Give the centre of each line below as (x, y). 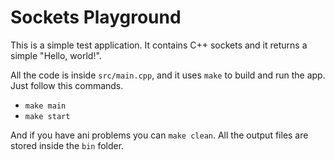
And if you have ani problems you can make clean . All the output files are (159, 135)
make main (45, 106)
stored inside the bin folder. (67, 145)
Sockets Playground (96, 17)
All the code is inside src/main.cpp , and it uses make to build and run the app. (168, 75)
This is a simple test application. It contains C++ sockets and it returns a (159, 45)
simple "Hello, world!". (56, 55)
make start (47, 116)
